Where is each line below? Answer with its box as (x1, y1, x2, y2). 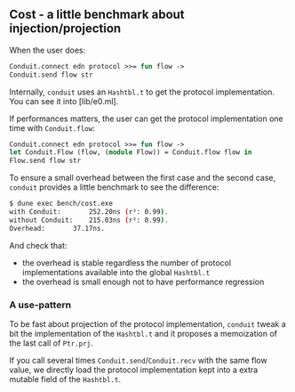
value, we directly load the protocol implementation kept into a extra (9, 364, 259, 375)
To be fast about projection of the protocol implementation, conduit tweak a (9, 318, 286, 329)
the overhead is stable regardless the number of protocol (21, 257, 232, 268)
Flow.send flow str (9, 156, 82, 166)
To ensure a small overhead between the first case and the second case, (9, 173, 276, 184)
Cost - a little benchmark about (9, 7, 185, 22)
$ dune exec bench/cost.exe (9, 200, 114, 208)
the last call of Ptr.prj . (9, 338, 93, 348)
